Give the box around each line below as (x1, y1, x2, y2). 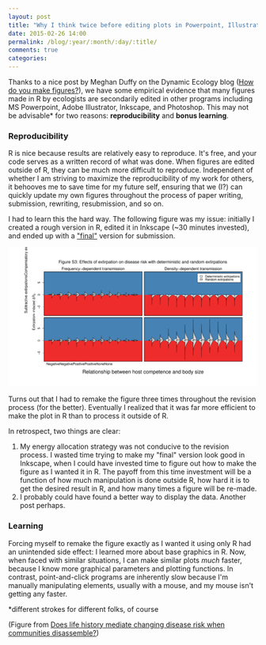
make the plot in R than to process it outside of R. (8, 412, 169, 421)
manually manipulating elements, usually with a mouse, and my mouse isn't (8, 580, 254, 590)
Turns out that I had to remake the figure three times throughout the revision (8, 394, 256, 404)
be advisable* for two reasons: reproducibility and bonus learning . (8, 111, 230, 120)
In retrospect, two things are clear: (8, 427, 121, 436)
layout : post (8, 13, 51, 21)
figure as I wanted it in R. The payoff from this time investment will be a (19, 467, 252, 476)
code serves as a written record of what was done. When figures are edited (8, 157, 255, 166)
